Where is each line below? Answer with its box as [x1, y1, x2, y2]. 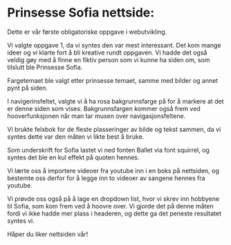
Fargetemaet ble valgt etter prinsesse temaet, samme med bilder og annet [7, 76, 219, 84]
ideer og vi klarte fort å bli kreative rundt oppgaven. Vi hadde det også [7, 48, 207, 57]
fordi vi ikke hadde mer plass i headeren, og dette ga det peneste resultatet [7, 209, 222, 217]
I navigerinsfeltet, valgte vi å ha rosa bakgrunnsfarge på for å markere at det [7, 97, 224, 105]
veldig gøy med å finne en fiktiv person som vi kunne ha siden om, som [7, 55, 210, 63]
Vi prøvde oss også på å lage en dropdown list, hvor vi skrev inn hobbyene [7, 195, 220, 203]
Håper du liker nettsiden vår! [7, 230, 89, 238]
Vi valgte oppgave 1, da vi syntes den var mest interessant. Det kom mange [7, 41, 221, 49]
